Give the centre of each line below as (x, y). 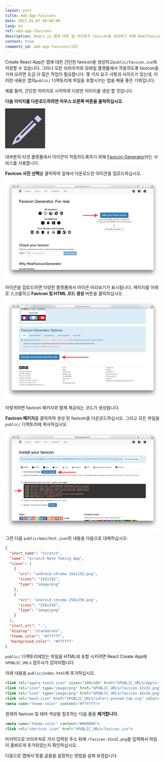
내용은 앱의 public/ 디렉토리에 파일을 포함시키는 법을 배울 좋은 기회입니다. (85, 80)
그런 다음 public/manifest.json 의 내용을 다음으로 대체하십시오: (67, 538)
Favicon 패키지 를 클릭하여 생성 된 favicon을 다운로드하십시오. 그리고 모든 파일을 (82, 418)
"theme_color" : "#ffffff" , (37, 636)
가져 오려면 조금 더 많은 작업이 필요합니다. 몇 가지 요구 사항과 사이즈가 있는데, (79, 74)
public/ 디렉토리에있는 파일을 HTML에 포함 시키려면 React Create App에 (76, 656)
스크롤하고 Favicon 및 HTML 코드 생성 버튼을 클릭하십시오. (67, 294)
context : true (20, 42)
